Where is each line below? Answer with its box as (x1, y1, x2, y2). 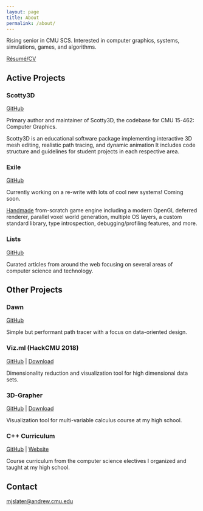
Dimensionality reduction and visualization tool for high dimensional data (6, 369, 188, 377)
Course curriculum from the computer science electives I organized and (6, 457, 187, 465)
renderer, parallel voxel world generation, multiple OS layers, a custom (6, 214, 182, 221)
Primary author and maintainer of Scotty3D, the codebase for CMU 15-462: (6, 117, 194, 124)
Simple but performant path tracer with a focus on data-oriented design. (6, 328, 187, 336)
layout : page (6, 9, 40, 15)
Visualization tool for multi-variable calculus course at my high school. (6, 416, 182, 423)
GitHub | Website (6, 445, 49, 453)
